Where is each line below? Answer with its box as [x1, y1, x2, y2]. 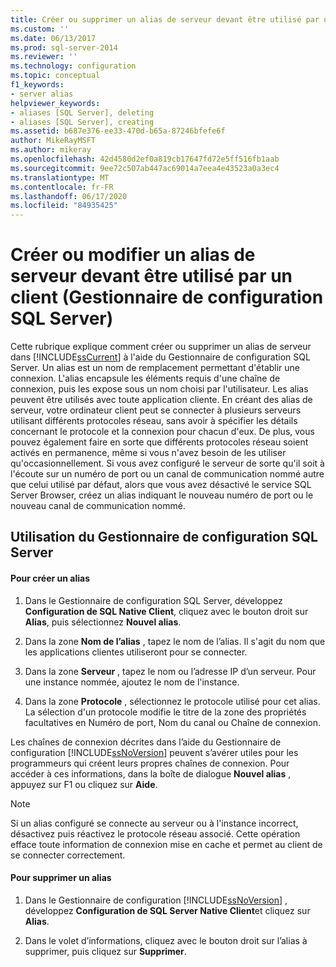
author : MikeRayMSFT [10, 136, 97, 146]
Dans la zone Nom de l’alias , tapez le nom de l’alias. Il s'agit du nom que [24, 635, 326, 647]
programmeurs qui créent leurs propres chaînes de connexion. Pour [10, 757, 290, 769]
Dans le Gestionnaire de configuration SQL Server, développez [24, 594, 283, 606]
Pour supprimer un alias [10, 872, 112, 884]
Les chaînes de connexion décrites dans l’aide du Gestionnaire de [10, 736, 282, 748]
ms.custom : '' [10, 24, 70, 34]
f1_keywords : [10, 80, 65, 90]
